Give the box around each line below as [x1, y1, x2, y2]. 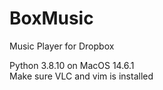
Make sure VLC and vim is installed [9, 70, 154, 82]
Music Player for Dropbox [9, 40, 115, 52]
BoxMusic [9, 7, 94, 30]
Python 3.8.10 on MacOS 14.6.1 [9, 59, 135, 71]
